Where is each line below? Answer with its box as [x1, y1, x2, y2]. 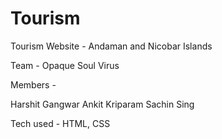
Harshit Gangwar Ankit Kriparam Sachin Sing [10, 98, 195, 110]
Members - [10, 78, 57, 91]
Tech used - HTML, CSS [10, 117, 111, 129]
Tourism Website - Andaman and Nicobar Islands [10, 40, 213, 52]
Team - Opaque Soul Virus [10, 59, 120, 71]
